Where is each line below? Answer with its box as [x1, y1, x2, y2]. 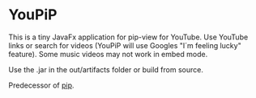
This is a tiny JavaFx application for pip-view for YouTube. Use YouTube [8, 32, 249, 42]
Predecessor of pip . [8, 80, 75, 90]
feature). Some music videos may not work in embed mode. [8, 49, 208, 59]
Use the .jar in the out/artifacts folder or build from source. [8, 64, 204, 74]
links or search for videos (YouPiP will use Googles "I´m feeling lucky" [8, 40, 241, 50]
